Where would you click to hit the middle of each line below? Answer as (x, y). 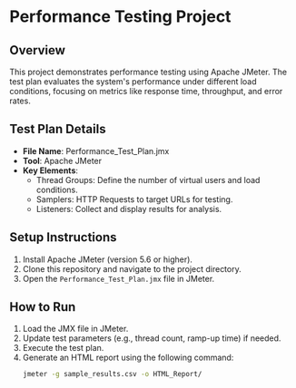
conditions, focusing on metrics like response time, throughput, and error (146, 91)
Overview (38, 50)
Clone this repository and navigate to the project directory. (132, 268)
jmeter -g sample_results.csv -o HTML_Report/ (112, 374)
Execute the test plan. (63, 348)
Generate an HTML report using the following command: (128, 358)
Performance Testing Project (120, 17)
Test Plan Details (58, 129)
